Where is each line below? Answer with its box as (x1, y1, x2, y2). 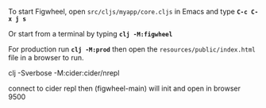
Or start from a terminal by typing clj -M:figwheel (8, 29, 173, 38)
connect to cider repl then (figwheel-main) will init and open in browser (8, 83, 241, 93)
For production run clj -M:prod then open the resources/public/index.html (8, 44, 256, 54)
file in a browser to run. (8, 53, 85, 62)
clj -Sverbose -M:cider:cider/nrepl (8, 68, 120, 78)
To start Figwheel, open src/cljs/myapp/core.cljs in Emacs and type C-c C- (8, 7, 259, 16)
